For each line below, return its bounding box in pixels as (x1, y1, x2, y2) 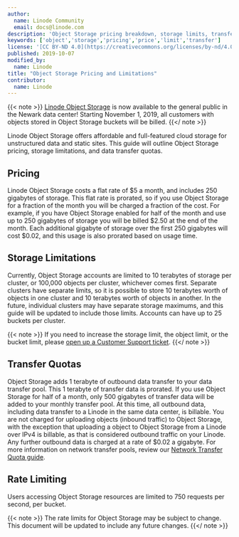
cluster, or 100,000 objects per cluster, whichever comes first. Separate (7, 278, 217, 287)
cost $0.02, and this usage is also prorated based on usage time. (7, 232, 198, 240)
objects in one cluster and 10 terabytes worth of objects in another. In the (7, 293, 222, 302)
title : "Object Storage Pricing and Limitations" (7, 70, 158, 77)
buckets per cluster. (7, 316, 66, 324)
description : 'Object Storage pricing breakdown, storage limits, (7, 30, 208, 38)
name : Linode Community (14, 17, 84, 24)
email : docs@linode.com (14, 23, 84, 31)
